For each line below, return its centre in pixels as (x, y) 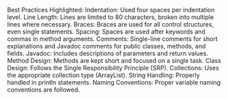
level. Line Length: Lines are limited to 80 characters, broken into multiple (111, 17)
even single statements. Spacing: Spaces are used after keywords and (106, 31)
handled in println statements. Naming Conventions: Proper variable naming (114, 82)
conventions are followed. (43, 89)
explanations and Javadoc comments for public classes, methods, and (106, 46)
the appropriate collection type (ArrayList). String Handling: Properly (103, 75)
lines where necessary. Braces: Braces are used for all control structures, (111, 24)
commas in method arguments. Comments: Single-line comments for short (112, 39)
